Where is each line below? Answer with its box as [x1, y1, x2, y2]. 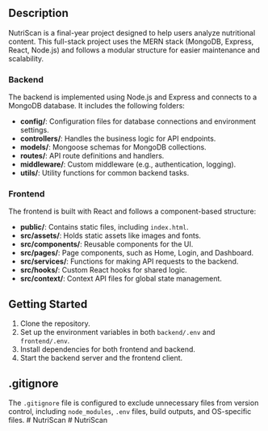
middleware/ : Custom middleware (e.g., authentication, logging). [19, 159, 237, 169]
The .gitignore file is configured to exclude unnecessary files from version [8, 398, 259, 408]
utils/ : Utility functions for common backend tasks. [19, 168, 190, 178]
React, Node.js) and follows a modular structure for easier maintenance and [8, 44, 261, 55]
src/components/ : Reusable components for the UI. [19, 239, 194, 249]
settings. [19, 125, 50, 135]
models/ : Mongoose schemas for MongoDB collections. [19, 142, 207, 152]
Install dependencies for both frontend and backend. [19, 344, 196, 354]
